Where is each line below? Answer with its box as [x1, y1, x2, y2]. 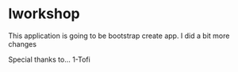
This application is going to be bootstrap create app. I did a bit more [8, 31, 230, 40]
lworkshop [8, 5, 81, 23]
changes [8, 39, 37, 48]
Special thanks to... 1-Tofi [8, 55, 91, 64]
